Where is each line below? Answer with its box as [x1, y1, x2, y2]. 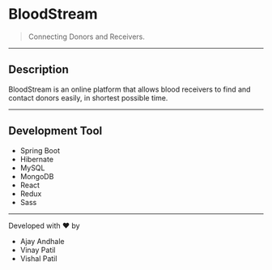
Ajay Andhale [19, 236, 65, 246]
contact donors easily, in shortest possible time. [8, 92, 168, 102]
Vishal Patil [19, 253, 57, 264]
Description [8, 62, 69, 77]
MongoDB [19, 171, 54, 181]
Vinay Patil [19, 245, 56, 255]
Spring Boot [19, 145, 61, 155]
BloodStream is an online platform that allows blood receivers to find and [8, 84, 251, 94]
